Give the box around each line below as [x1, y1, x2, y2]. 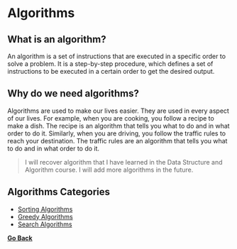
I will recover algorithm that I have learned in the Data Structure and [24, 157, 223, 166]
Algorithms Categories [7, 186, 111, 198]
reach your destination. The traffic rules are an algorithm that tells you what [7, 136, 228, 145]
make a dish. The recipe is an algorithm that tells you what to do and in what [7, 121, 230, 130]
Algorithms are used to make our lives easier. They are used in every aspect [7, 106, 229, 115]
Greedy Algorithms [17, 212, 73, 221]
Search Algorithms [17, 220, 72, 228]
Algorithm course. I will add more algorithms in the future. [24, 165, 194, 174]
